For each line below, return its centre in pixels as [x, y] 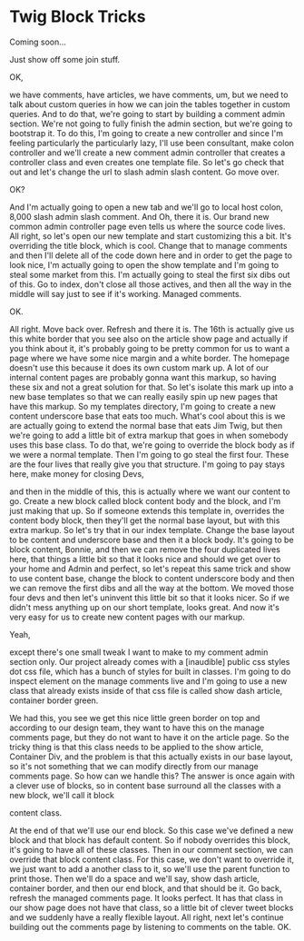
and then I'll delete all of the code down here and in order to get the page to [151, 255]
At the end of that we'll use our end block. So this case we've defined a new [152, 830]
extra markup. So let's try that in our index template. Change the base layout [152, 530]
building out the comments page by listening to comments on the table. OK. [151, 926]
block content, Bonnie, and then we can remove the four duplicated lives [145, 549]
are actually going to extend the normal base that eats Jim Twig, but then [146, 425]
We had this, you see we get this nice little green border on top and [135, 718]
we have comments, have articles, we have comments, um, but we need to [149, 94]
